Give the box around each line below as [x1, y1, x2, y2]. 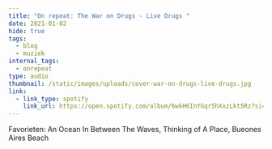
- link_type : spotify [15, 95, 89, 103]
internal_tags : [8, 57, 60, 66]
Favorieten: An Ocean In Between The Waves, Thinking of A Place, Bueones [8, 125, 261, 134]
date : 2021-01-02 [8, 19, 67, 28]
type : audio [8, 72, 49, 80]
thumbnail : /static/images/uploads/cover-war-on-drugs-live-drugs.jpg [8, 79, 252, 87]
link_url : [23, 102, 57, 110]
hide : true [8, 27, 45, 35]
